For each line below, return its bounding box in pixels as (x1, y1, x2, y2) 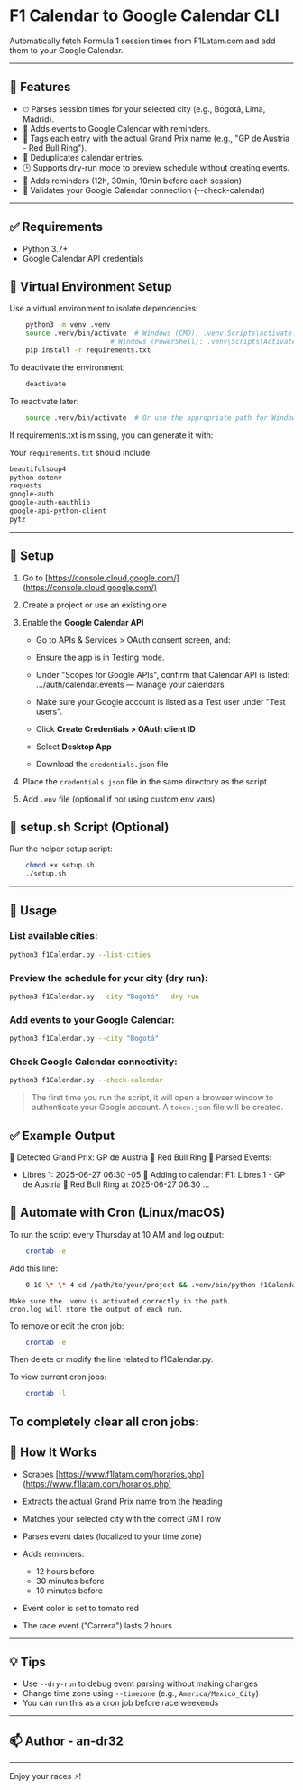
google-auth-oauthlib (9, 498, 91, 507)
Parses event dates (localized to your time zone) (22, 1531, 203, 1542)
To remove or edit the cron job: (9, 1320, 124, 1331)
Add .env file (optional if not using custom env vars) (22, 793, 216, 804)
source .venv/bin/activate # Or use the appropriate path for (25, 413, 269, 422)
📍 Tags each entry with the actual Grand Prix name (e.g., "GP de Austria (22, 133, 290, 144)
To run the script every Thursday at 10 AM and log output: (9, 1229, 225, 1239)
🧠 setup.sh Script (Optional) (9, 819, 170, 835)
